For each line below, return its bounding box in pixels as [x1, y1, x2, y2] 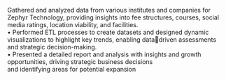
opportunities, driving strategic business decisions [7, 58, 153, 65]
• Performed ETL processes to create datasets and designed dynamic [7, 28, 209, 36]
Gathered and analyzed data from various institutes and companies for [7, 6, 211, 14]
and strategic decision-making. [7, 43, 97, 51]
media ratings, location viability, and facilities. [7, 21, 139, 29]
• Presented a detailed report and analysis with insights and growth [7, 50, 202, 58]
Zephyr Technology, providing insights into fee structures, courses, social [7, 13, 219, 22]
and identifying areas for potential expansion [7, 65, 136, 73]
